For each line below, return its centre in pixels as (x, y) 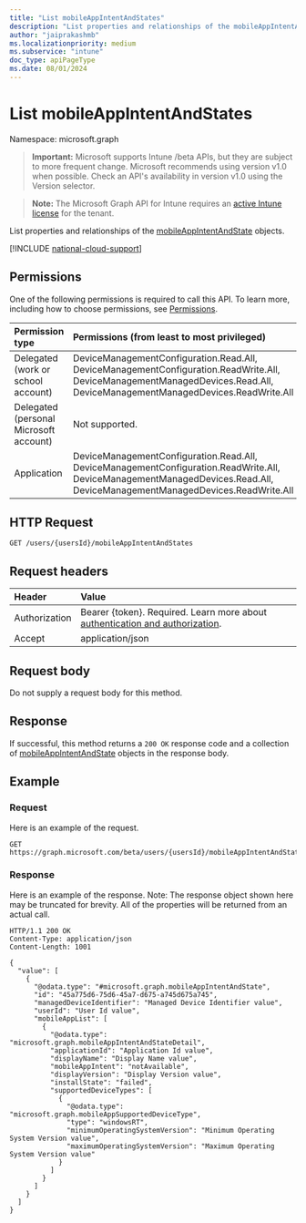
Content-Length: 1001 (51, 947)
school (29, 381)
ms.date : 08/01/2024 (49, 69)
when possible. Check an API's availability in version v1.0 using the (157, 176)
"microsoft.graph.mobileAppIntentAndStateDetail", (107, 1043)
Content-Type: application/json (71, 939)
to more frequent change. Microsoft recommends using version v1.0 (159, 166)
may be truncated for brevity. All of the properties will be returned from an (148, 904)
